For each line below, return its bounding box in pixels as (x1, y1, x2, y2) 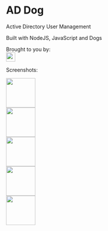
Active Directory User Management (6, 23, 91, 30)
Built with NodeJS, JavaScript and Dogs (6, 34, 102, 41)
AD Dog (6, 4, 44, 17)
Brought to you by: (6, 45, 51, 53)
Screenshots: (6, 66, 38, 73)
